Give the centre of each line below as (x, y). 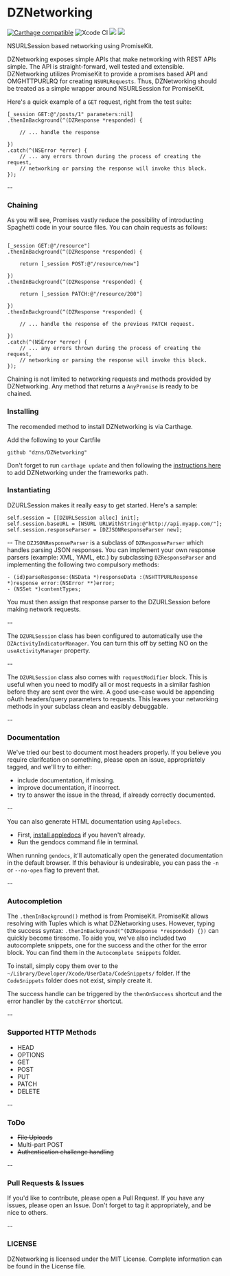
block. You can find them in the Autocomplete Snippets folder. (94, 953)
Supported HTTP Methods (52, 1033)
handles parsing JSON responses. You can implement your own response (112, 550)
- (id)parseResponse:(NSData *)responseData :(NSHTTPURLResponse (102, 577)
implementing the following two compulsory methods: (83, 564)
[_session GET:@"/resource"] (49, 246)
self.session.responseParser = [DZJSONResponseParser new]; (95, 530)
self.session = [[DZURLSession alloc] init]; (73, 518)
